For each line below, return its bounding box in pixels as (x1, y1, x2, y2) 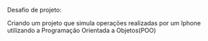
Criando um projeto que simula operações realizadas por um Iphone (7, 19, 201, 27)
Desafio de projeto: (7, 6, 62, 14)
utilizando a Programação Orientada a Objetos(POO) (7, 27, 157, 34)
